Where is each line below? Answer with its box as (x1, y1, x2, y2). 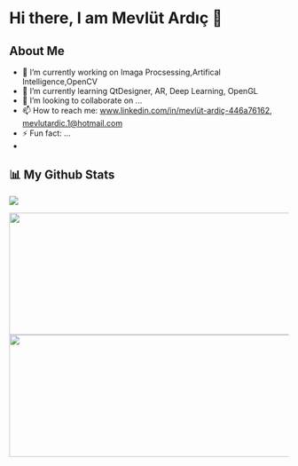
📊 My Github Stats (9, 168, 115, 183)
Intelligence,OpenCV (21, 76, 98, 87)
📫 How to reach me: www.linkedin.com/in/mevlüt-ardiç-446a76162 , (21, 106, 272, 115)
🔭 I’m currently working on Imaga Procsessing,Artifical (21, 67, 222, 77)
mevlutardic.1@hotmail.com (21, 118, 122, 128)
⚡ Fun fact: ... (21, 128, 71, 138)
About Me (9, 43, 65, 59)
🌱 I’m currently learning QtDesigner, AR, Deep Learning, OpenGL (21, 86, 259, 96)
